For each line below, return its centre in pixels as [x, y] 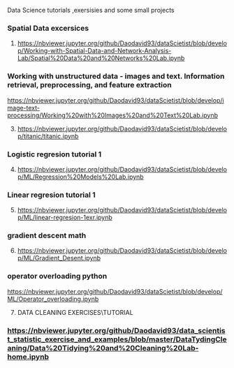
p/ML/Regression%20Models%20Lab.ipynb [81, 177]
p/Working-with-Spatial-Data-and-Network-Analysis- [94, 51]
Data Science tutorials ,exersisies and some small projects [91, 10]
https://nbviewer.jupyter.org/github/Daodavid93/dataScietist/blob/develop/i [116, 100]
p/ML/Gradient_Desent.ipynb [59, 258]
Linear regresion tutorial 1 [51, 195]
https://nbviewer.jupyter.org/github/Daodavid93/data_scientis [116, 330]
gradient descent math [47, 235]
